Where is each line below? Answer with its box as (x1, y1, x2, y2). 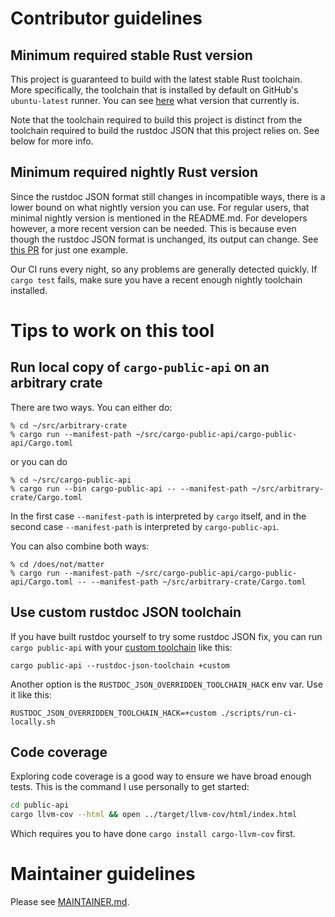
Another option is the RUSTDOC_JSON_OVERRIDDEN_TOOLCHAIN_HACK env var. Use (10, 678, 323, 690)
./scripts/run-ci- (220, 708, 298, 718)
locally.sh (10, 717, 56, 727)
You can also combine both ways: (10, 540, 150, 552)
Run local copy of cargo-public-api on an (10, 359, 270, 376)
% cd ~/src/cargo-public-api (10, 475, 132, 485)
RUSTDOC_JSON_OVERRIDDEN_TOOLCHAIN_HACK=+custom (10, 708, 217, 718)
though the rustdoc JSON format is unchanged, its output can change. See (10, 233, 319, 245)
